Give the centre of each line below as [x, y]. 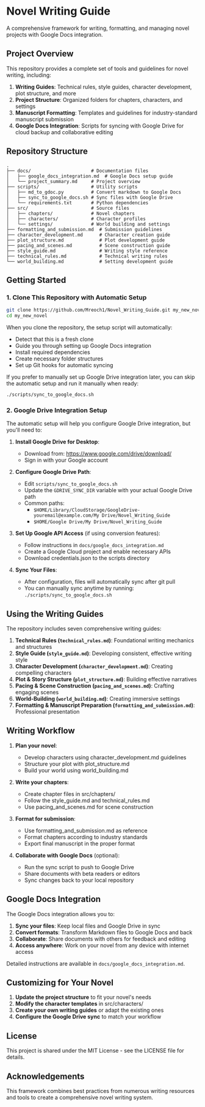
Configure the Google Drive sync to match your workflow [88, 1017]
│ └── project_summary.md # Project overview [73, 181]
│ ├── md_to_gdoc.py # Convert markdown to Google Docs [94, 192]
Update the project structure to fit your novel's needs [83, 997]
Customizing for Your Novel [60, 983]
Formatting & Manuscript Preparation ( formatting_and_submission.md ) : [105, 705]
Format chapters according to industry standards [86, 837]
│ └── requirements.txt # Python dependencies [77, 202]
